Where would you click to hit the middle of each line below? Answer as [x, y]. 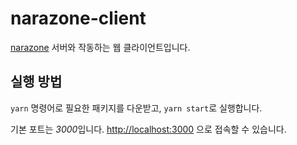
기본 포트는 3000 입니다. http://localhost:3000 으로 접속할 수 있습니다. [148, 129]
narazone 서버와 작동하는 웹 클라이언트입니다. [100, 47]
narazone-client [78, 18]
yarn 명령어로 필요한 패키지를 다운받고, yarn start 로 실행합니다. [136, 108]
